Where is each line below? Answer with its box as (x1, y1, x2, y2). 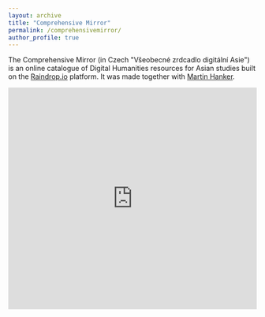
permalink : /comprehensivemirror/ (8, 26, 122, 34)
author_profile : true (8, 33, 80, 42)
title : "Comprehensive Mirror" (8, 19, 111, 27)
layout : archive (8, 11, 62, 20)
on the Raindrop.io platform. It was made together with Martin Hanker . (8, 72, 235, 81)
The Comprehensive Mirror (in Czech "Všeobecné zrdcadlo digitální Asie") (8, 55, 250, 65)
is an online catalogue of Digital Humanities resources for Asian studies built (8, 64, 256, 73)
